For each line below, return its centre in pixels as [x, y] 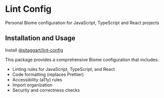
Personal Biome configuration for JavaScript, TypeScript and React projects [82, 23]
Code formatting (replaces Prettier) [48, 74]
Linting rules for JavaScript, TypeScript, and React [63, 69]
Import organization [32, 85]
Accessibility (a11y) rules [37, 79]
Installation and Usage [40, 38]
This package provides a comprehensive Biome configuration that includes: [82, 60]
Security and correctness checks [46, 90]
